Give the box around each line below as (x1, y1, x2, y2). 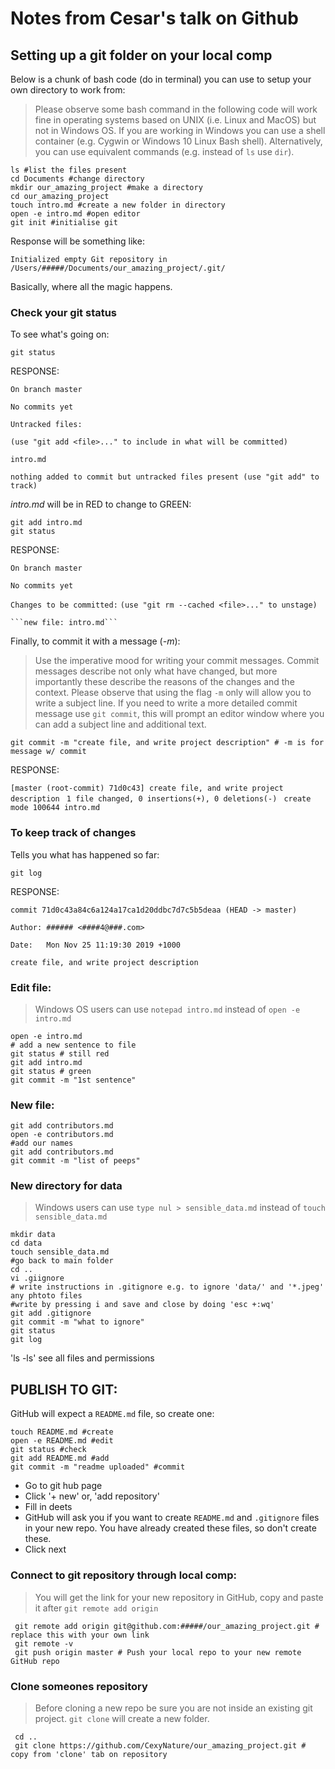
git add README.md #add (10, 1453, 110, 1464)
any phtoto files (10, 1291, 83, 1301)
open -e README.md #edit (10, 1436, 114, 1446)
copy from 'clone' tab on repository (10, 1749, 168, 1759)
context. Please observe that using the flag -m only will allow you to (34, 687, 312, 699)
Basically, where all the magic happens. (10, 281, 173, 292)
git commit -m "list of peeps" (10, 1156, 141, 1166)
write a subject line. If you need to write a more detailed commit (34, 697, 298, 709)
